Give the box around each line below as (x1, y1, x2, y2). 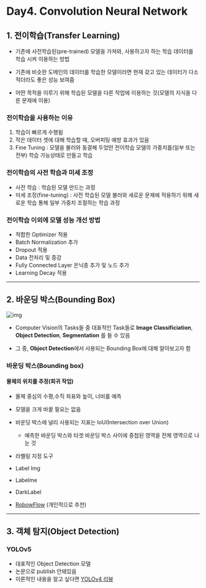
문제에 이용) (21, 97, 51, 104)
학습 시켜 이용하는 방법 (15, 55, 70, 63)
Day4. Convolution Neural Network (6, 4, 188, 18)
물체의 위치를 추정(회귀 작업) (6, 378, 74, 385)
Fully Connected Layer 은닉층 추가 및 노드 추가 (15, 261, 130, 269)
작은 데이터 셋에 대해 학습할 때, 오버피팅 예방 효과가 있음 (15, 136, 150, 143)
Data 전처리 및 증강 (15, 253, 62, 261)
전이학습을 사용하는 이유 (6, 113, 74, 122)
